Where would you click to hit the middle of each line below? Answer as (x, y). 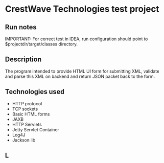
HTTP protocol (27, 103)
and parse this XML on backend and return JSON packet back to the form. (80, 76)
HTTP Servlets (27, 124)
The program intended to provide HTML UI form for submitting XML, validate (82, 71)
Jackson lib (24, 140)
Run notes (21, 27)
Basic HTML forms (31, 114)
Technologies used (35, 92)
